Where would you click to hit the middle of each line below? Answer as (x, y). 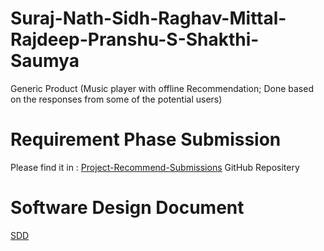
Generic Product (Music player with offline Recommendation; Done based (162, 88)
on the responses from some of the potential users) (116, 99)
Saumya (45, 61)
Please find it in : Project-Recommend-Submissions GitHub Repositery (155, 167)
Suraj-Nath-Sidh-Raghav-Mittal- (148, 18)
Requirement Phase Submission (146, 139)
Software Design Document (127, 208)
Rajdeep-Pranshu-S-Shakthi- (135, 39)
